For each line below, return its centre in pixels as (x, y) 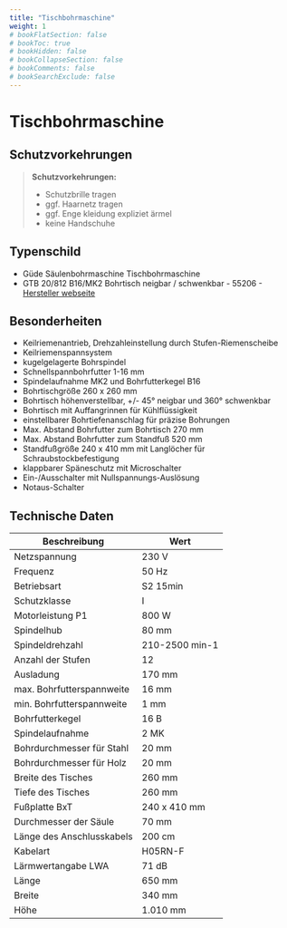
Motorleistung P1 (51, 615)
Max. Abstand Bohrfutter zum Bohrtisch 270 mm (113, 430)
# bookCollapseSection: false (67, 60)
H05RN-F (163, 851)
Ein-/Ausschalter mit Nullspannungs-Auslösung (111, 478)
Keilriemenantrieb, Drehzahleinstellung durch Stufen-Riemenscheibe (150, 343)
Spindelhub (38, 631)
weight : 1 (28, 26)
